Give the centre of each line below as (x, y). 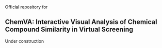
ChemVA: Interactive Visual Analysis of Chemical (81, 22)
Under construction (24, 41)
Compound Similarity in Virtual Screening (69, 30)
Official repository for (26, 7)
